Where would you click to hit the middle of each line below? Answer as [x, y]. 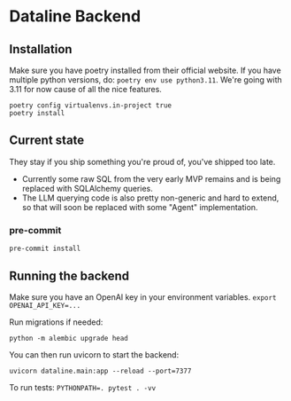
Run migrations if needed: [56, 322]
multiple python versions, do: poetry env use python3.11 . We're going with [145, 80]
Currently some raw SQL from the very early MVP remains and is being [151, 178]
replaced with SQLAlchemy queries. [87, 188]
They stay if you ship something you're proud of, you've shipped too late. [142, 161]
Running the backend [69, 275]
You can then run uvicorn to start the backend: [94, 354]
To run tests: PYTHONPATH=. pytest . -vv [83, 387]
